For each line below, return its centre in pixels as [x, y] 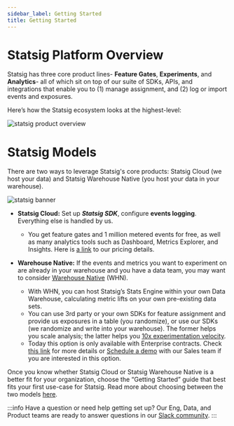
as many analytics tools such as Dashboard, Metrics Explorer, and [123, 242]
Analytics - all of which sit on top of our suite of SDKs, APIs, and [100, 82]
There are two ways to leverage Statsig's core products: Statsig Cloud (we [115, 172]
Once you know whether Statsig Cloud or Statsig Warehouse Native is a [111, 372]
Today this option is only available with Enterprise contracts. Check [125, 343]
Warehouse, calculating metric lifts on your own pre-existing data [122, 299]
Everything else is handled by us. [65, 221]
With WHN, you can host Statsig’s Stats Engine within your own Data [126, 291]
